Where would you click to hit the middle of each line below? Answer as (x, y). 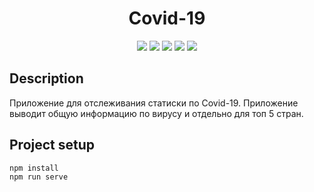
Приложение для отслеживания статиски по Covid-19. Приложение (154, 103)
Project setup (52, 145)
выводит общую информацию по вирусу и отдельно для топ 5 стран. (156, 113)
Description (46, 78)
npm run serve (39, 177)
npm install (34, 168)
